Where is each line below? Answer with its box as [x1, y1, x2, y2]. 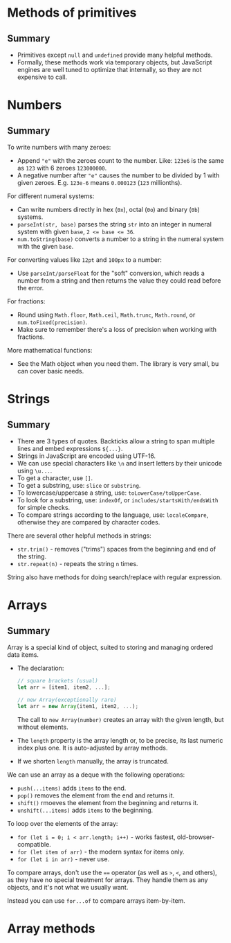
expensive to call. [17, 73, 68, 81]
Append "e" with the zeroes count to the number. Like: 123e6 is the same [17, 157, 225, 164]
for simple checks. [17, 504, 71, 511]
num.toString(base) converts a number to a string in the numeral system [17, 235, 224, 243]
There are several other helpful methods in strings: [7, 531, 152, 540]
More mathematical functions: [7, 346, 93, 354]
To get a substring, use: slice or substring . [17, 482, 141, 489]
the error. [17, 284, 44, 292]
